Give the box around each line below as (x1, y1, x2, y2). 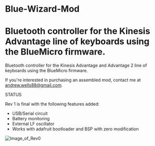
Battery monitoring (12, 116, 50, 122)
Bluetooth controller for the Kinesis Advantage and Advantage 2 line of (5, 62, 147, 69)
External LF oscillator (12, 121, 55, 127)
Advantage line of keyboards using (5, 36, 150, 47)
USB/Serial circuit (12, 110, 48, 116)
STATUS (5, 91, 22, 98)
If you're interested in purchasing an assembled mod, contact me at (5, 77, 141, 83)
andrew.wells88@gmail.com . (5, 82, 63, 88)
